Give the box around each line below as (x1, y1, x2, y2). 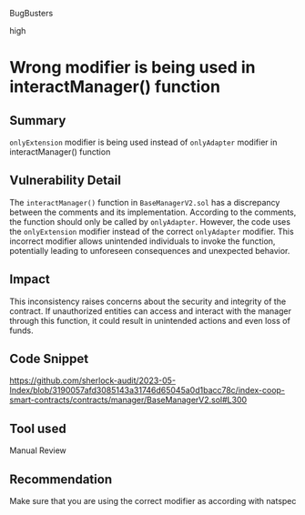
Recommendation (9, 471, 112, 487)
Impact (9, 272, 50, 288)
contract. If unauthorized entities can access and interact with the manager (9, 305, 291, 317)
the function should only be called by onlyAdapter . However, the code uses (9, 216, 291, 227)
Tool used (9, 420, 66, 436)
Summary (9, 113, 66, 128)
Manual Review (9, 445, 66, 456)
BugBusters (9, 8, 54, 18)
